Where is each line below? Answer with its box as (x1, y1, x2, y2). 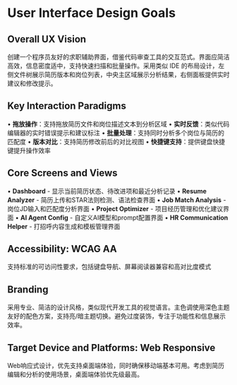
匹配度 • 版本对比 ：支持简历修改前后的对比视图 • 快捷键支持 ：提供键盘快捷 (7, 137, 226, 146)
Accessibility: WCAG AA (7, 243, 118, 255)
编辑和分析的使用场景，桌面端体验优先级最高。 (7, 370, 143, 379)
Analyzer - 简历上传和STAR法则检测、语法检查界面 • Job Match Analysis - (7, 196, 226, 204)
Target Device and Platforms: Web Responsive (7, 341, 216, 354)
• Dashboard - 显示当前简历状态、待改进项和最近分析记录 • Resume (7, 186, 207, 195)
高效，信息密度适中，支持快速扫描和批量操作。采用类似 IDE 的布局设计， (7, 61, 219, 70)
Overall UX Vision (7, 33, 87, 45)
